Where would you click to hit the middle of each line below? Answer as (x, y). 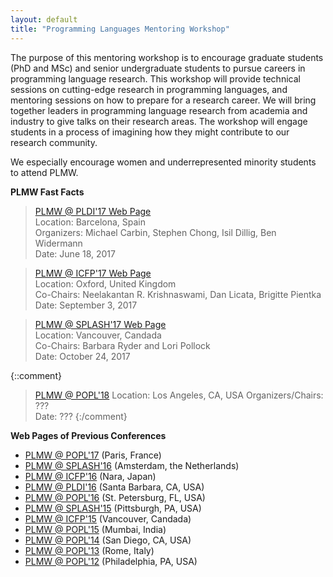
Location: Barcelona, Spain (90, 222)
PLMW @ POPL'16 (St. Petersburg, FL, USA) (115, 497)
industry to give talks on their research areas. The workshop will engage (159, 121)
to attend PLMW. (44, 172)
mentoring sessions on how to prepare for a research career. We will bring (163, 100)
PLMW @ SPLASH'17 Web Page (100, 324)
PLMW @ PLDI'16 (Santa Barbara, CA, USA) (114, 487)
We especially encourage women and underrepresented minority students (163, 162)
